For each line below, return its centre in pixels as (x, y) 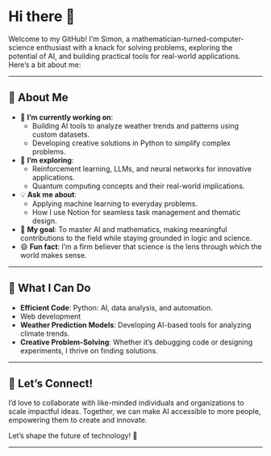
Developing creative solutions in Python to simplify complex (131, 143)
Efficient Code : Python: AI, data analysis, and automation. (117, 307)
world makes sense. (53, 255)
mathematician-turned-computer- (188, 39)
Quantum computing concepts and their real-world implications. (138, 186)
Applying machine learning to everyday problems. (115, 203)
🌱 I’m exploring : (47, 160)
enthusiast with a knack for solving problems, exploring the (134, 47)
